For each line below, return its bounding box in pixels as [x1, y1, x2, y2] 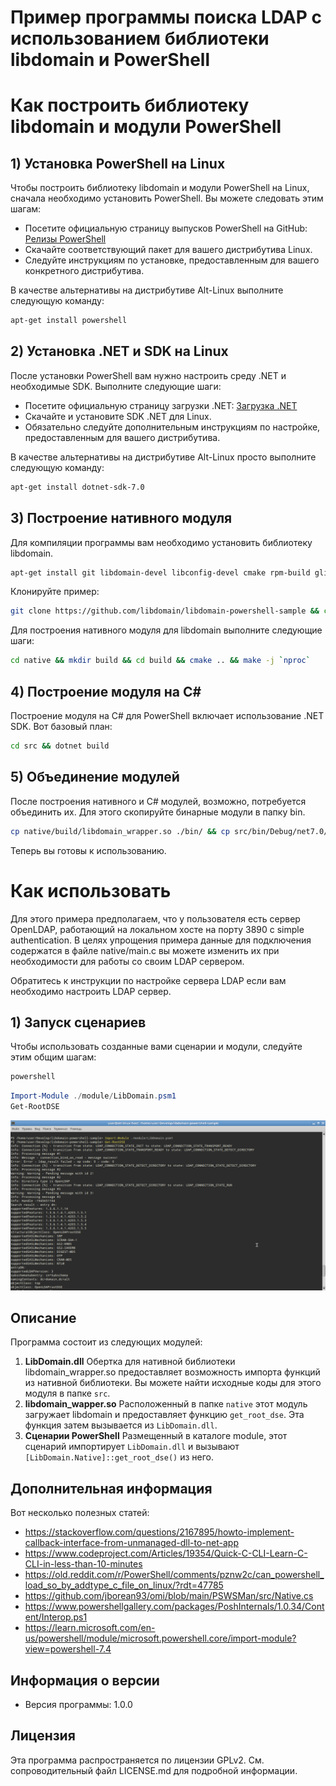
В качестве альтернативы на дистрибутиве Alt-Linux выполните [10, 284, 284, 296]
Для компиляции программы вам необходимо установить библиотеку [10, 536, 313, 548]
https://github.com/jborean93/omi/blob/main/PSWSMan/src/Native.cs [24, 1590, 314, 1602]
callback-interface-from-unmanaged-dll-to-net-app [24, 1537, 239, 1549]
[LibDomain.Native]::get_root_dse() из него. [24, 1451, 214, 1463]
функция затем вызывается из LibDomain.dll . [24, 1419, 218, 1431]
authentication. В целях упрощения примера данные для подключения [10, 934, 312, 946]
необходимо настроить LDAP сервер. [10, 985, 172, 997]
